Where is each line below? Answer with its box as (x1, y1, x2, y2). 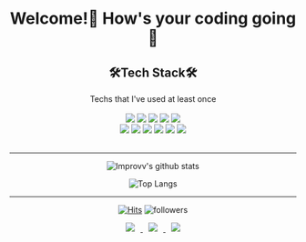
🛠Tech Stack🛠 (108, 65, 198, 80)
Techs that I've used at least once (89, 94, 217, 104)
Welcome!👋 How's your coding (9, 8, 249, 29)
